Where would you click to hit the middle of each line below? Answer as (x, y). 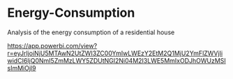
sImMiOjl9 (22, 68)
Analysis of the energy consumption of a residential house (91, 32)
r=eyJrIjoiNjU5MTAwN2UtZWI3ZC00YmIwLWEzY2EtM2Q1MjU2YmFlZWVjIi (115, 53)
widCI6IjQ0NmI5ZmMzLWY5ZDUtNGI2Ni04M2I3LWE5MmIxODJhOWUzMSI (117, 60)
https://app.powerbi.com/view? (52, 45)
